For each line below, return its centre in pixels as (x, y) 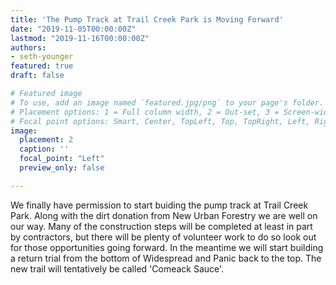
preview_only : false (62, 168)
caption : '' (44, 149)
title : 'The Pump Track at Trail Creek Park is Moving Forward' (147, 19)
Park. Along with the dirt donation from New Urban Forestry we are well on (164, 215)
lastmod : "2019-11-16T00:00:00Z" (80, 38)
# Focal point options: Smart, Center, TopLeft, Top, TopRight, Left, (160, 121)
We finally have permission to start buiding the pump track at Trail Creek (159, 205)
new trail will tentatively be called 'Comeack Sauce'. (117, 268)
